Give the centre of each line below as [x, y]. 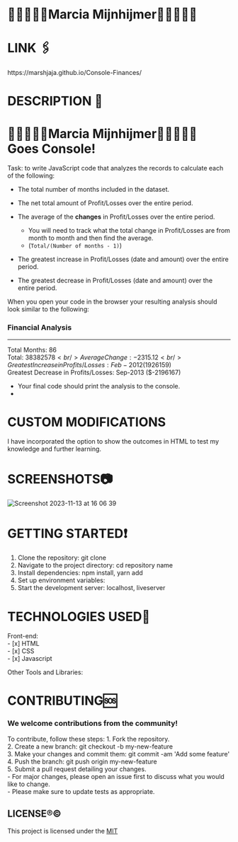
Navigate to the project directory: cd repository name [95, 565]
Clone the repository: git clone [62, 558]
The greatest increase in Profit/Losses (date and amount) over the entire [123, 259]
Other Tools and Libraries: [45, 672]
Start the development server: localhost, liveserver [91, 588]
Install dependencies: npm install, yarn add [80, 573]
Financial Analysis [40, 328]
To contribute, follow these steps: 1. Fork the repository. [89, 739]
